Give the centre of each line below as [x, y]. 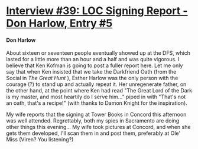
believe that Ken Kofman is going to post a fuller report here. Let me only [95, 65]
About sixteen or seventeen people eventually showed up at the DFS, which [98, 53]
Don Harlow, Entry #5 [59, 23]
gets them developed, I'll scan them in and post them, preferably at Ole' [93, 133]
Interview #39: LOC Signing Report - [97, 11]
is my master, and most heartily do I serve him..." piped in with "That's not [96, 97]
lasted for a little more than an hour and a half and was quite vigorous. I [93, 59]
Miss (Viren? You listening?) [40, 140]
